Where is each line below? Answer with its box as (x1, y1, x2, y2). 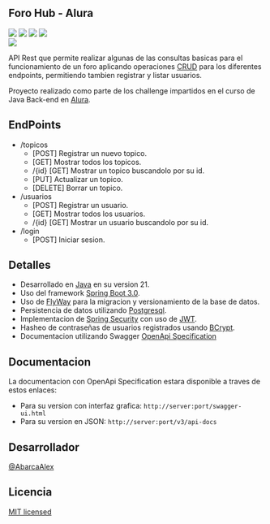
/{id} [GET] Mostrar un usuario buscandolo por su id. (32, 217, 209, 227)
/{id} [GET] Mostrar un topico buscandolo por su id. (32, 166, 205, 175)
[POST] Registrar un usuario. (32, 200, 129, 210)
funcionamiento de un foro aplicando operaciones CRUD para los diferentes (8, 61, 262, 71)
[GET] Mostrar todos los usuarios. (32, 209, 146, 219)
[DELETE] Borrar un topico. (32, 183, 123, 193)
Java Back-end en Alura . (8, 94, 91, 104)
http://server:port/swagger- (143, 402, 242, 411)
